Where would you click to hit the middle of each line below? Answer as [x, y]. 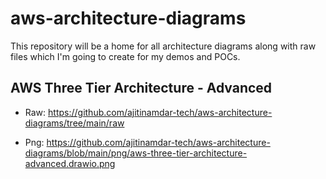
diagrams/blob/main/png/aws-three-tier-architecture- [136, 153]
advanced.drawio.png [70, 163]
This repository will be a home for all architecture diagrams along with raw [163, 46]
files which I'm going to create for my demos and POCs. [125, 56]
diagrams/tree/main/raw [74, 123]
